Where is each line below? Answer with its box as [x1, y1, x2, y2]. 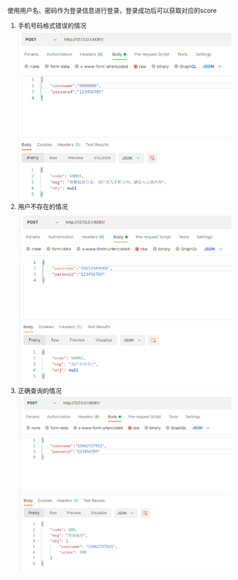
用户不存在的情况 [17, 202, 68, 211]
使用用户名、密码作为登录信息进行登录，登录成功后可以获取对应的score [7, 6, 217, 14]
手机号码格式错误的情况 [17, 21, 87, 30]
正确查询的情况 [17, 386, 62, 395]
